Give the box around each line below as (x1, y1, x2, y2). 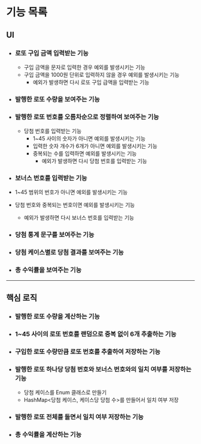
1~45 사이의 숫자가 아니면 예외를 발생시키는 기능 (32, 135, 146, 142)
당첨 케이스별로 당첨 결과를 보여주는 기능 (14, 248, 124, 257)
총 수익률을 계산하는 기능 (14, 430, 82, 439)
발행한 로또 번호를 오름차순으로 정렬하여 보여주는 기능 (14, 112, 160, 121)
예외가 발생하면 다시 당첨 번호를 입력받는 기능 (41, 157, 148, 165)
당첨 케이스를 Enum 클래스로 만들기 (23, 388, 107, 396)
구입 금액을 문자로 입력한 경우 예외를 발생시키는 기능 (23, 64, 145, 71)
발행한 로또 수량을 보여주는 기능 (14, 95, 100, 103)
